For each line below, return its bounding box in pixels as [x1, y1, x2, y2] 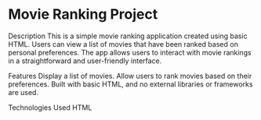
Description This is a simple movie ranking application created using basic [8, 31, 248, 41]
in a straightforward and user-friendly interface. [8, 56, 162, 65]
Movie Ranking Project [8, 5, 158, 23]
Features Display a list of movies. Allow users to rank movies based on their [8, 71, 252, 80]
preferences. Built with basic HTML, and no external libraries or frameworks [8, 79, 253, 89]
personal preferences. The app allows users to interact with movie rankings [8, 48, 252, 57]
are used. [8, 87, 39, 97]
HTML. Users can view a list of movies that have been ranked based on [8, 39, 239, 48]
